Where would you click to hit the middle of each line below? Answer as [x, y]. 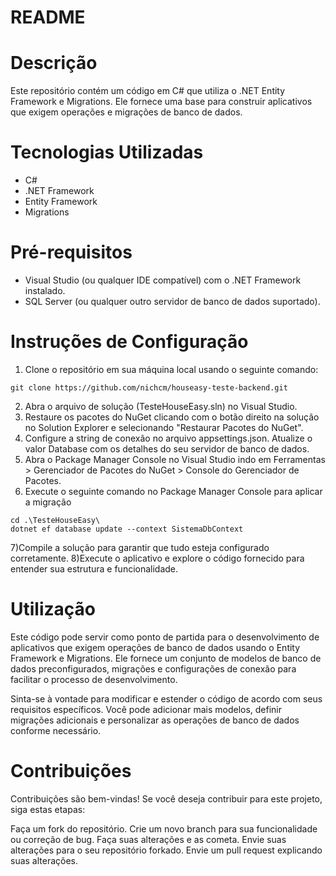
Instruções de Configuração [129, 342]
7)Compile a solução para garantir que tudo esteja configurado [140, 547]
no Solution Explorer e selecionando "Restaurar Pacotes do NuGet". [164, 427]
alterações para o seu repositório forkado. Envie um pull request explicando [166, 850]
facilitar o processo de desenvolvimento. [94, 679]
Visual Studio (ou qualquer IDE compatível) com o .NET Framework [163, 280]
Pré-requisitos [71, 252]
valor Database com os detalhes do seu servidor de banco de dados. [167, 448]
